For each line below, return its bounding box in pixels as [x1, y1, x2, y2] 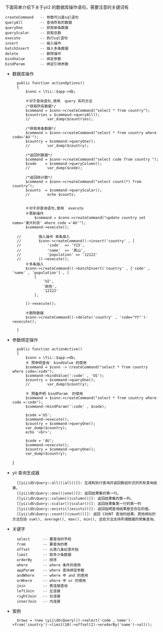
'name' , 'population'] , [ [12, 270, 69, 275]
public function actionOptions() [17, 81, 85, 86]
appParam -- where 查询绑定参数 [17, 568, 84, 573]
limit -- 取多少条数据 [17, 552, 72, 557]
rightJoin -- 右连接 [17, 594, 61, 599]
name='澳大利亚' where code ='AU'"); [12, 220, 86, 225]
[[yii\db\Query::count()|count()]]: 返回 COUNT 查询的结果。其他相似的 [17, 512, 156, 517]
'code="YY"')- [119, 315, 148, 320]
